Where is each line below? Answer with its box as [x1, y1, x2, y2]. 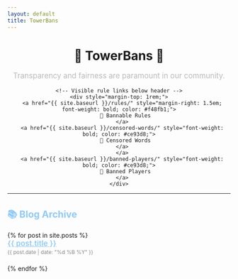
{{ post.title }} [7, 239, 57, 248]
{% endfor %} [7, 264, 48, 273]
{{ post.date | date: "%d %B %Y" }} [7, 248, 93, 256]
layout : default [7, 10, 55, 18]
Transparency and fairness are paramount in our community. [13, 71, 225, 81]
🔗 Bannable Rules [100, 112, 151, 119]
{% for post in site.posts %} [7, 231, 89, 239]
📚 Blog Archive [7, 209, 78, 221]
